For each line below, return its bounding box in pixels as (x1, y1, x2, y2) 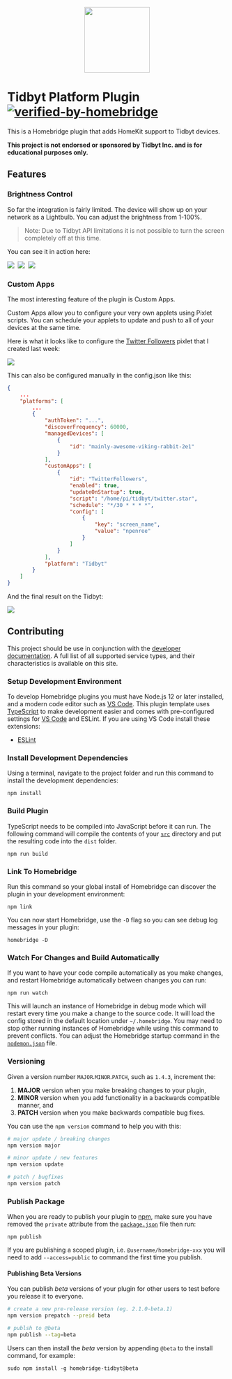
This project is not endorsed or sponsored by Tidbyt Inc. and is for (7, 141, 203, 149)
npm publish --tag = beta (7, 1331, 77, 1338)
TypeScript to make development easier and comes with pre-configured (7, 707, 215, 716)
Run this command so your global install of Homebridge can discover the (7, 883, 217, 891)
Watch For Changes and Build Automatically (7, 952, 160, 962)
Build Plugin (7, 806, 49, 816)
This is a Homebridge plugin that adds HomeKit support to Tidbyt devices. (7, 127, 221, 136)
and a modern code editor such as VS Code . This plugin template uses (7, 700, 210, 708)
